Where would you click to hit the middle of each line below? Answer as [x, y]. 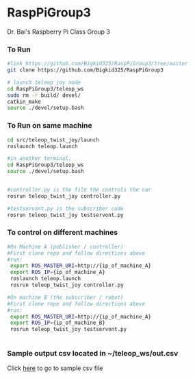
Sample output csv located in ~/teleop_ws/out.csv [93, 353]
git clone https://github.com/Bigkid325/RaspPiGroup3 [86, 70]
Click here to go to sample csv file [55, 368]
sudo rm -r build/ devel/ [44, 95]
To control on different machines [63, 233]
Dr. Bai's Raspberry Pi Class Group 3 [59, 32]
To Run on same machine [50, 126]
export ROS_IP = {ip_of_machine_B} [58, 323]
